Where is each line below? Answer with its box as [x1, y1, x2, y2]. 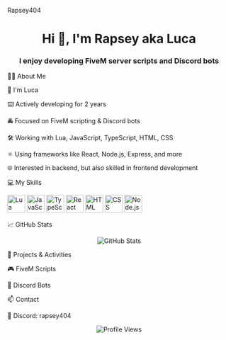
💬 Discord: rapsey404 [7, 312, 72, 320]
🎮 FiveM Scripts [7, 265, 57, 273]
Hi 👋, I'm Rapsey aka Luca [42, 31, 196, 47]
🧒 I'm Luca [7, 86, 39, 94]
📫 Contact [7, 295, 39, 304]
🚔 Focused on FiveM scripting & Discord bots [7, 117, 140, 125]
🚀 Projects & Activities [7, 251, 72, 259]
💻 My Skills [7, 178, 43, 187]
